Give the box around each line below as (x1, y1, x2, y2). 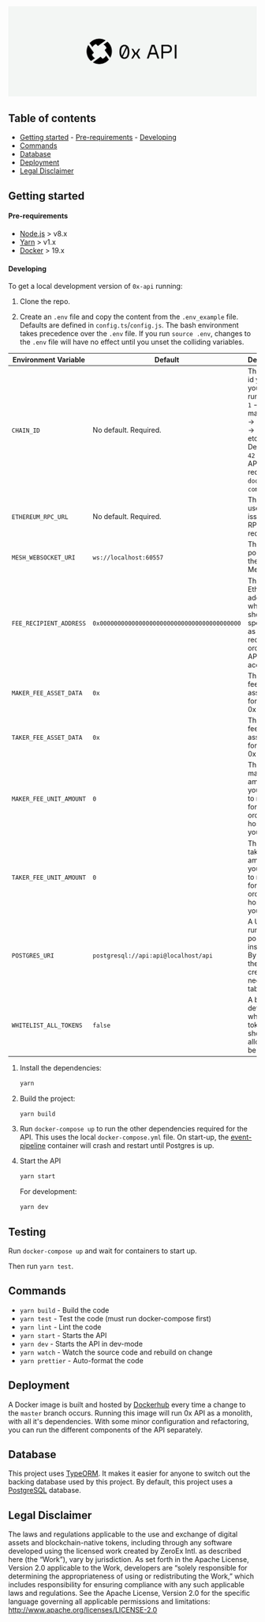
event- (230, 1132, 252, 1142)
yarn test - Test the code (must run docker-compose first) (19, 1313, 211, 1323)
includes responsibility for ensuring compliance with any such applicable (8, 1580, 244, 1590)
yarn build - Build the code (19, 1305, 110, 1315)
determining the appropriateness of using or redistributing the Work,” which (8, 1571, 255, 1581)
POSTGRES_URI (11, 952, 54, 960)
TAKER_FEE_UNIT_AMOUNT (11, 874, 87, 881)
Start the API (19, 1156, 62, 1165)
